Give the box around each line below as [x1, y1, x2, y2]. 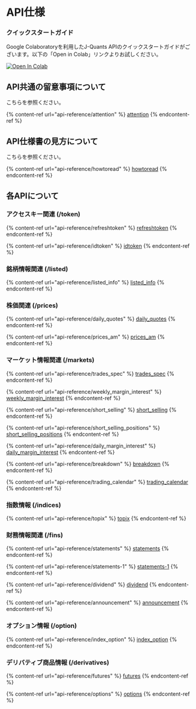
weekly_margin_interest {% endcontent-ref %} [6, 394, 121, 402]
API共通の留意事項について [6, 82, 106, 92]
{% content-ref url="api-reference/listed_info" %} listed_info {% [6, 279, 165, 286]
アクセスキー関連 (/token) [6, 210, 81, 218]
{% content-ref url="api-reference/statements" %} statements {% [6, 545, 170, 552]
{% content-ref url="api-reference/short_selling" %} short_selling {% [6, 406, 177, 413]
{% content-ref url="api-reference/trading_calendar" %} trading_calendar [6, 478, 189, 485]
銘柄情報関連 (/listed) [6, 265, 68, 273]
